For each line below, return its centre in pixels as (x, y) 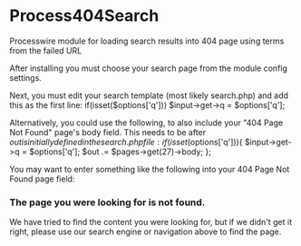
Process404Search (84, 16)
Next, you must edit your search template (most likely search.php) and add (149, 95)
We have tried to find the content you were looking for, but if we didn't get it (151, 222)
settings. (26, 77)
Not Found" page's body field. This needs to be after (108, 132)
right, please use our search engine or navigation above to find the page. (146, 231)
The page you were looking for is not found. (107, 202)
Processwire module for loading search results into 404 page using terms (147, 41)
